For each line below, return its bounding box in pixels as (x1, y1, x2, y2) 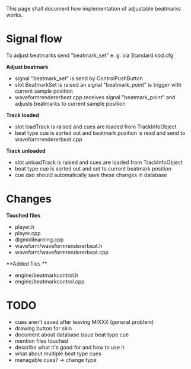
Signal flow (6, 32, 62, 46)
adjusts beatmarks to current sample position (14, 100, 126, 107)
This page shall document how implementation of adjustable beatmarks (6, 5, 181, 12)
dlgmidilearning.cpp (14, 236, 64, 243)
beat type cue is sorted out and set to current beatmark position (14, 165, 172, 172)
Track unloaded (6, 147, 46, 154)
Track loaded (6, 111, 40, 118)
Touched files (6, 212, 41, 219)
